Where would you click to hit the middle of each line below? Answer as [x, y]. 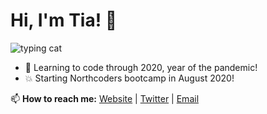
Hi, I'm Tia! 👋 [64, 20]
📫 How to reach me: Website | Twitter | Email [105, 98]
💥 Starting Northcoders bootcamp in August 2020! [129, 78]
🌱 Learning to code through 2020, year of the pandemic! [141, 67]
